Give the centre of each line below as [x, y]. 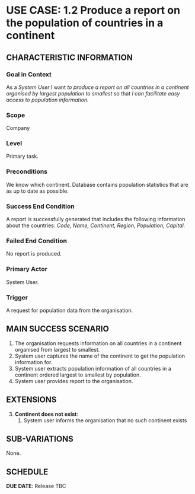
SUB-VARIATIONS [40, 439]
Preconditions [27, 171]
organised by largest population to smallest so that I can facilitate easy [93, 93]
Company [18, 128]
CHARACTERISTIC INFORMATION [70, 57]
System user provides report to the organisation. [74, 381]
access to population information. [47, 100]
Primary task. [22, 156]
